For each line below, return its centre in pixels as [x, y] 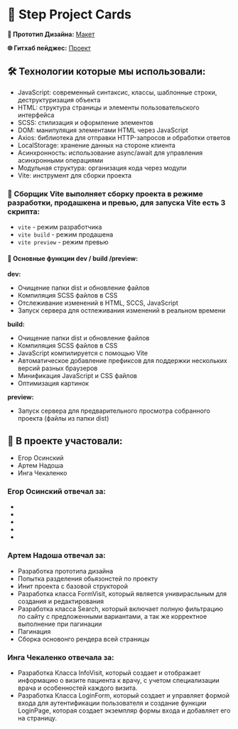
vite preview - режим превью [63, 242]
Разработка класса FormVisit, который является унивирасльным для [122, 593]
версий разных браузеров [58, 368]
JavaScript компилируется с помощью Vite [82, 353]
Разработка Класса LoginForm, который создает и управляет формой [123, 695]
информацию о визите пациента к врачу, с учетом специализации [118, 680]
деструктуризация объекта [59, 99]
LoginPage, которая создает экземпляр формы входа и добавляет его [124, 711]
